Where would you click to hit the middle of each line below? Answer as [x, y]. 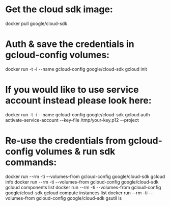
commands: [31, 162]
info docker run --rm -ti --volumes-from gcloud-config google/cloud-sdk [82, 182]
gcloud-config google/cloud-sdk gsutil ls [79, 198]
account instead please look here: [78, 101]
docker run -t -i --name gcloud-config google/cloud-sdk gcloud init [76, 69]
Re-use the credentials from [66, 141]
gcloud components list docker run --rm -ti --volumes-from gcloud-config [83, 187]
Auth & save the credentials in [70, 44]
